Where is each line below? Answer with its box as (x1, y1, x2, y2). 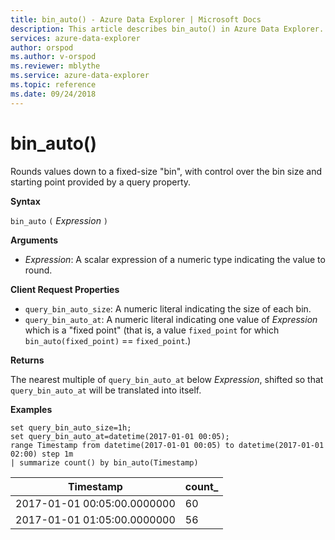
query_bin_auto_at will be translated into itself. (10, 384, 202, 396)
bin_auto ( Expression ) (10, 214, 109, 226)
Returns (10, 354, 45, 366)
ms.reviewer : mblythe (10, 61, 101, 71)
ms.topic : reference (10, 80, 97, 90)
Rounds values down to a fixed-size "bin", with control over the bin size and (10, 165, 322, 177)
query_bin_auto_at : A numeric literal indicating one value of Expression (24, 313, 318, 325)
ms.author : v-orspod (10, 52, 97, 62)
